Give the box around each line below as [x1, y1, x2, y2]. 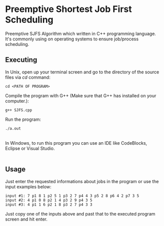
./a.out [5, 126, 21, 131]
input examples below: [5, 184, 51, 190]
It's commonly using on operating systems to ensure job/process [5, 36, 139, 42]
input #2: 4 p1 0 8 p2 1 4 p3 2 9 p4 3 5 [5, 198, 93, 203]
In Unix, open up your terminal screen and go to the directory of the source [5, 69, 160, 75]
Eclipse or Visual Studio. [5, 145, 55, 151]
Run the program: [5, 116, 41, 122]
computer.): [5, 98, 29, 104]
